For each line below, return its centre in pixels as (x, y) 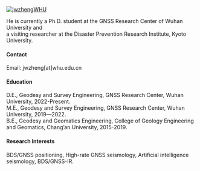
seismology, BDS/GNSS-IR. (40, 161)
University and (24, 28)
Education (19, 81)
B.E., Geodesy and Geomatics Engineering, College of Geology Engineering (100, 121)
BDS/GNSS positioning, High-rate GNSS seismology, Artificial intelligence (98, 155)
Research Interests (31, 141)
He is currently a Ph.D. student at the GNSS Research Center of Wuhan (95, 21)
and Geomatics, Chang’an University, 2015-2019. (67, 127)
